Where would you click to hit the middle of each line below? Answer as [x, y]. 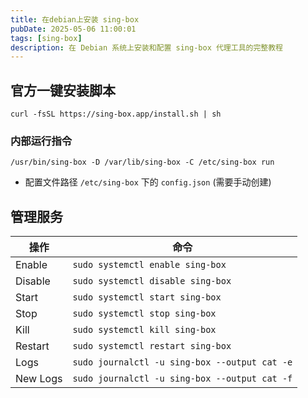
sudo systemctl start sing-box [147, 297]
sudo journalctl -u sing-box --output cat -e [182, 362]
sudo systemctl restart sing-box [152, 346]
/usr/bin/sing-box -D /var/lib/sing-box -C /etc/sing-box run [142, 162]
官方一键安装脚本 [63, 90]
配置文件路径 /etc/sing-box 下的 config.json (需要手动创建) [148, 182]
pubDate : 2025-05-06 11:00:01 [73, 29]
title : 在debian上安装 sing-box [75, 19]
